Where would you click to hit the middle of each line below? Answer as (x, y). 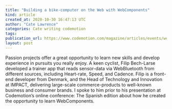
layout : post (19, 43)
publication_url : (24, 39)
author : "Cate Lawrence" (32, 24)
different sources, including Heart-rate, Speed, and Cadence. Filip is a (79, 74)
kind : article (20, 15)
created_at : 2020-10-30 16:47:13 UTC (46, 19)
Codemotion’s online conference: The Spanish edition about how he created (85, 95)
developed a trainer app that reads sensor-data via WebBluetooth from (80, 68)
